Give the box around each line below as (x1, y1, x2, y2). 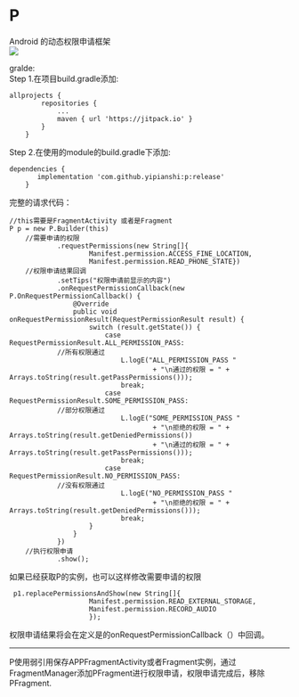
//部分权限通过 (56, 406, 105, 414)
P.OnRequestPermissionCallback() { (9, 291, 141, 300)
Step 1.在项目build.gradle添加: (9, 73, 118, 84)
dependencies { (9, 164, 66, 174)
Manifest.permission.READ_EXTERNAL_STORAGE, (88, 596, 256, 606)
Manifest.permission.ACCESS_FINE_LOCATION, (88, 249, 253, 258)
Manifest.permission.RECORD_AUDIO (88, 604, 217, 613)
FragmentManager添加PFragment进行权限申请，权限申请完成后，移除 (9, 668, 265, 678)
